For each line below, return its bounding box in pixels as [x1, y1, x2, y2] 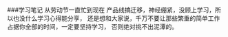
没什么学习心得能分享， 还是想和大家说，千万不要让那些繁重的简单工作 [19, 14, 220, 22]
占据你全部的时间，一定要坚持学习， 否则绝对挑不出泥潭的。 [7, 23, 178, 30]
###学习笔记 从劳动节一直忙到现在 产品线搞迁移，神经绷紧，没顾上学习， [7, 6, 216, 13]
